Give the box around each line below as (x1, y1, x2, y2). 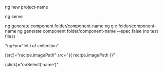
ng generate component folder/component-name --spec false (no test (17, 28, 158, 34)
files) (5, 34, 16, 39)
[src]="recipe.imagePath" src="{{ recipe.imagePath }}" (5, 52, 115, 58)
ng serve (5, 14, 23, 19)
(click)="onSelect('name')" (5, 62, 59, 67)
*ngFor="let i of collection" (5, 43, 59, 48)
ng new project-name (5, 4, 49, 10)
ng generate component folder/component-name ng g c (5, 23, 118, 29)
